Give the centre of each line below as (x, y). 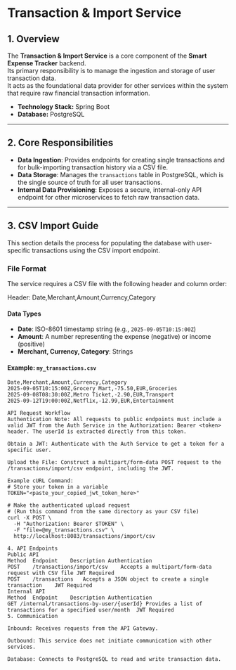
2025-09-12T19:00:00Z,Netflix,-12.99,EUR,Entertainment (91, 401)
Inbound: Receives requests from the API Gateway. (83, 629)
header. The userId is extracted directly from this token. (97, 432)
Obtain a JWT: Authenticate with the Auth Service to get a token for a (116, 444)
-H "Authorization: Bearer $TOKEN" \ (69, 524)
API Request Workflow (39, 413)
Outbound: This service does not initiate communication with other (110, 641)
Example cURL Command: (40, 481)
